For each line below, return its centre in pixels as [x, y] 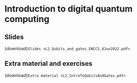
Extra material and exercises [49, 64]
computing [27, 19]
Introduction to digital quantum [69, 9]
